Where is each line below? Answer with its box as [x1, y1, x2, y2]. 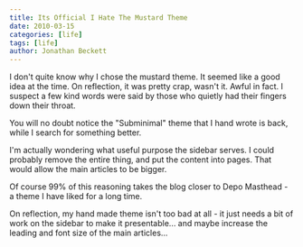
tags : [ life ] [9, 38, 59, 48]
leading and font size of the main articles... [9, 227, 168, 239]
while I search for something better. [9, 127, 142, 138]
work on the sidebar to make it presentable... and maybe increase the [9, 218, 269, 229]
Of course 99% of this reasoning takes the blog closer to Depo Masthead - [9, 181, 289, 192]
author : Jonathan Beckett [9, 47, 107, 56]
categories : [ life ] [9, 30, 83, 39]
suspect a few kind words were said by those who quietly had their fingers [9, 91, 287, 102]
